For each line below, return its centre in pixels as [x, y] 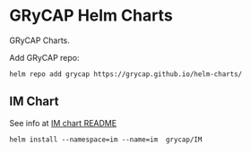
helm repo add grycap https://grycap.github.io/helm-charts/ [126, 74]
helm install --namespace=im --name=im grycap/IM [106, 140]
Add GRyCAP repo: [44, 57]
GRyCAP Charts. [39, 40]
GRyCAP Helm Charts [91, 16]
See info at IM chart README [63, 123]
